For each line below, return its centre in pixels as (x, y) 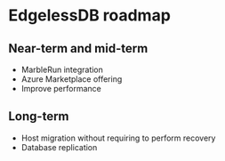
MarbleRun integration (62, 69)
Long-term (39, 117)
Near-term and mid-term (78, 48)
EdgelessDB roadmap (89, 16)
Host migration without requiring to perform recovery (118, 138)
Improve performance (61, 89)
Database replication (59, 147)
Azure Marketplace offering (72, 79)
